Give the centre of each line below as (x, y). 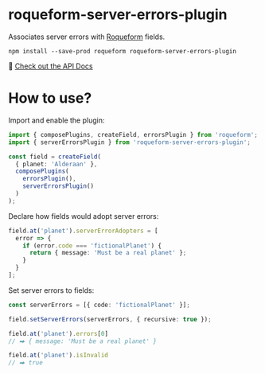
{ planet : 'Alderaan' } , (57, 164)
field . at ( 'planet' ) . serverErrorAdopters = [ (83, 231)
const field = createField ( (55, 157)
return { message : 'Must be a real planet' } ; (108, 253)
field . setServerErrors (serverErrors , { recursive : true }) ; (110, 319)
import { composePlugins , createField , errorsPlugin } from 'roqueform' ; (133, 134)
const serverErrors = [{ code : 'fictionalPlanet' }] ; (99, 305)
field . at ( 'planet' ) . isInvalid (58, 356)
